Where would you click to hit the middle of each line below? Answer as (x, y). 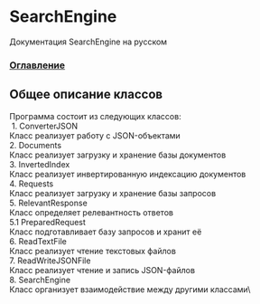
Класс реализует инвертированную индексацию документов (128, 174)
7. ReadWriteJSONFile (50, 261)
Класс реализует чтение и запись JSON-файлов (102, 270)
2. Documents (35, 145)
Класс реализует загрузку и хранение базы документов (118, 155)
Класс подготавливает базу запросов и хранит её (106, 232)
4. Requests (32, 184)
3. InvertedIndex (40, 164)
